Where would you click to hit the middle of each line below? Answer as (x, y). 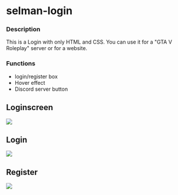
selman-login (39, 11)
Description (23, 29)
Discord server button (41, 89)
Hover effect (30, 82)
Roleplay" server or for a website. (47, 48)
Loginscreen (30, 108)
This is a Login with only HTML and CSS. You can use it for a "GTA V (89, 42)
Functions (21, 64)
